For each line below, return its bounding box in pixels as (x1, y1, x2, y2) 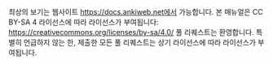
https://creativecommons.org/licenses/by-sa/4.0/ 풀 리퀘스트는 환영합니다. (8, 28, 254, 37)
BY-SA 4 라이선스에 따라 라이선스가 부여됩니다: (8, 17, 159, 27)
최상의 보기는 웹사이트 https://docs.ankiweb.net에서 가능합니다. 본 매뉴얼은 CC (8, 7, 263, 16)
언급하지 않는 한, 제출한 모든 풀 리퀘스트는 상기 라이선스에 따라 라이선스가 (23, 37, 257, 47)
